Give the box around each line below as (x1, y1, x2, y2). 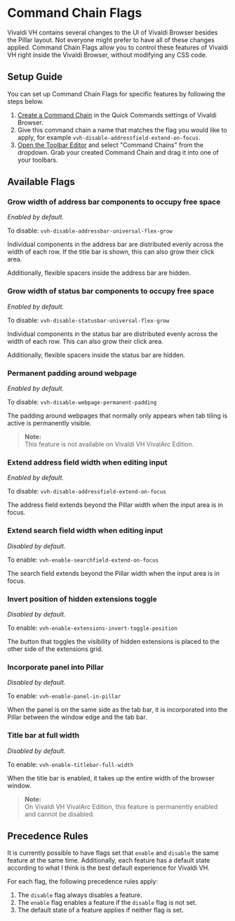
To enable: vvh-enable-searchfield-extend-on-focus (7, 555, 159, 564)
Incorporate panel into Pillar (7, 662, 104, 672)
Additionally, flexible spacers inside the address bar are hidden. (7, 269, 192, 277)
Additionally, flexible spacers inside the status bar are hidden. (7, 350, 186, 359)
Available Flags (7, 176, 76, 188)
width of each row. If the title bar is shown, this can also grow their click (7, 247, 215, 256)
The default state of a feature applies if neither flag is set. (17, 906, 184, 915)
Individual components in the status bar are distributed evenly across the (7, 329, 218, 338)
